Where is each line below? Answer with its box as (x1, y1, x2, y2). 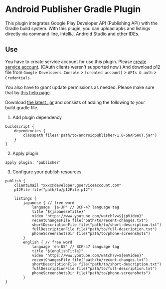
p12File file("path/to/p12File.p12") (14, 187, 93, 192)
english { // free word (23, 239, 72, 245)
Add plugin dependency (12, 114, 62, 120)
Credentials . (5, 74, 31, 81)
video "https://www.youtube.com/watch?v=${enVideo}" (31, 253, 144, 258)
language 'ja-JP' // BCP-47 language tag (31, 204, 120, 210)
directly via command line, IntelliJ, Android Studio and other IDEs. (5, 31, 140, 37)
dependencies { (14, 128, 46, 133)
